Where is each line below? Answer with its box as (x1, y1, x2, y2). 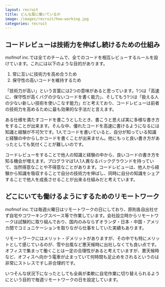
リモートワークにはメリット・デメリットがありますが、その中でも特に (5, 235, 147, 241)
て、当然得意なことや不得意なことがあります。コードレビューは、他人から (5, 164, 155, 170)
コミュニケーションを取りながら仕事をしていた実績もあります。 (18, 225, 146, 231)
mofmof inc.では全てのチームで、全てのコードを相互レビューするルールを (5, 55, 154, 61)
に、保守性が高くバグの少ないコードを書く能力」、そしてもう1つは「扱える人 (5, 94, 159, 100)
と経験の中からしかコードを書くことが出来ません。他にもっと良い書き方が (5, 135, 156, 141)
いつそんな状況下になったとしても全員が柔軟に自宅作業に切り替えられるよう (5, 270, 160, 276)
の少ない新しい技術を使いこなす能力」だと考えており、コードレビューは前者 (5, 100, 160, 106)
